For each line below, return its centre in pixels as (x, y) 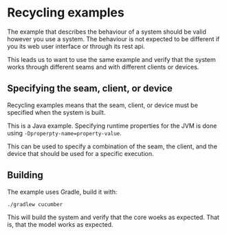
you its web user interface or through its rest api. (76, 46)
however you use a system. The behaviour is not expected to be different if (113, 38)
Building (25, 176)
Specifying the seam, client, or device (90, 88)
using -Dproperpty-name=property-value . (64, 133)
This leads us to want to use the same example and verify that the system (111, 59)
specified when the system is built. (56, 112)
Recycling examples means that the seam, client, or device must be (102, 105)
